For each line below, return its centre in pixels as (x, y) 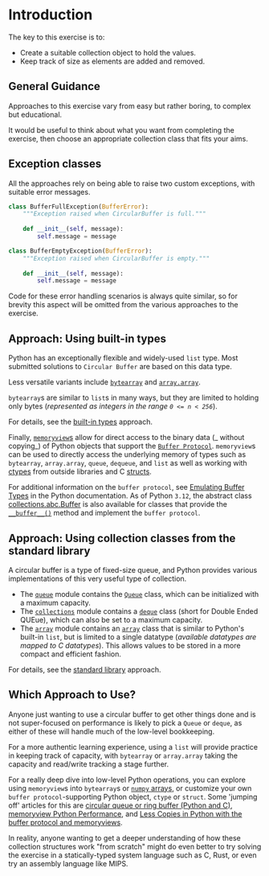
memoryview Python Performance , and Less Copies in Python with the (125, 813)
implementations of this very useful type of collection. (98, 578)
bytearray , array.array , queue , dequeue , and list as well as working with (128, 463)
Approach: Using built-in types (88, 338)
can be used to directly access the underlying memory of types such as (127, 454)
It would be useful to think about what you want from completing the (121, 130)
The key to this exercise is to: (57, 37)
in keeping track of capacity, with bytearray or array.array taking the (123, 755)
